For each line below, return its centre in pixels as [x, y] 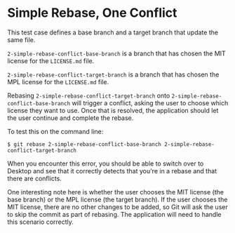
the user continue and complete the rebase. [70, 118]
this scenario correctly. [40, 222]
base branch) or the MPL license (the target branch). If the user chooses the [117, 199]
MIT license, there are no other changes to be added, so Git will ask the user [117, 207]
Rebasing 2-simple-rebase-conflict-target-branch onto [89, 95]
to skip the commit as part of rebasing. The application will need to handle [114, 214]
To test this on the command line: [55, 131]
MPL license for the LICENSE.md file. [58, 81]
